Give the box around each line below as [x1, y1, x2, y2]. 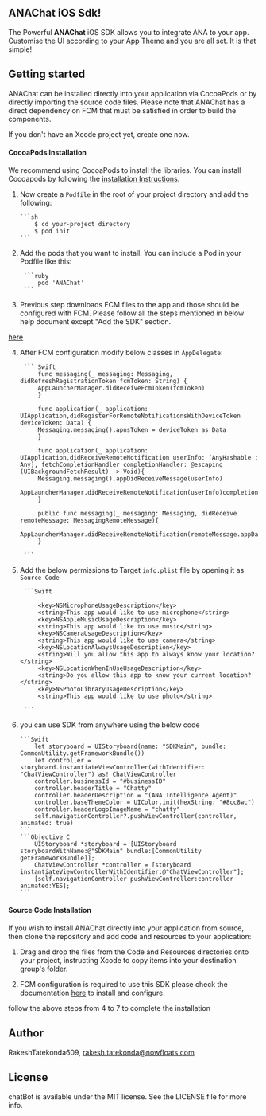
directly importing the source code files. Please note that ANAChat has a [8, 97, 245, 107]
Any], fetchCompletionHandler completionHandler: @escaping [19, 460, 223, 468]
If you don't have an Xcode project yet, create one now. [8, 129, 190, 139]
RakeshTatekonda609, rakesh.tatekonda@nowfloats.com [8, 1047, 195, 1057]
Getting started [8, 68, 86, 81]
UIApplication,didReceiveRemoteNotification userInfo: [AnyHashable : [19, 453, 259, 461]
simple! [8, 44, 33, 54]
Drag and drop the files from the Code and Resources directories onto [19, 947, 249, 957]
